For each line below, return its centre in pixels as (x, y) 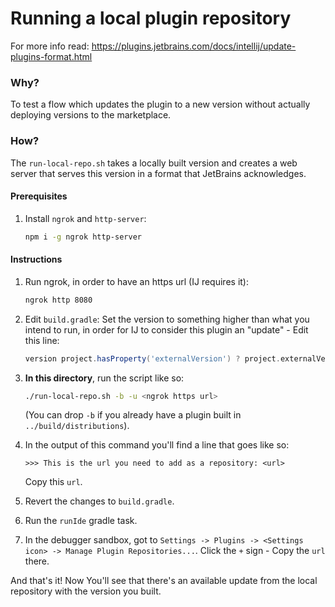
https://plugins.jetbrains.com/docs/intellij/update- (194, 46)
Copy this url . (53, 482)
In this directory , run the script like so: (104, 378)
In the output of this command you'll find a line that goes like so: (157, 445)
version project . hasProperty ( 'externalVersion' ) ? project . (152, 358)
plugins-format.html (51, 56)
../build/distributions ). (77, 426)
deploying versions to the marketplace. (91, 115)
